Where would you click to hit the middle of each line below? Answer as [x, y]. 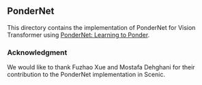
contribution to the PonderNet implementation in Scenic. [86, 75]
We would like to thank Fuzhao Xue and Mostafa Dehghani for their [101, 67]
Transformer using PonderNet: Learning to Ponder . [78, 35]
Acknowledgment [37, 52]
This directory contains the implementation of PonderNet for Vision [101, 27]
